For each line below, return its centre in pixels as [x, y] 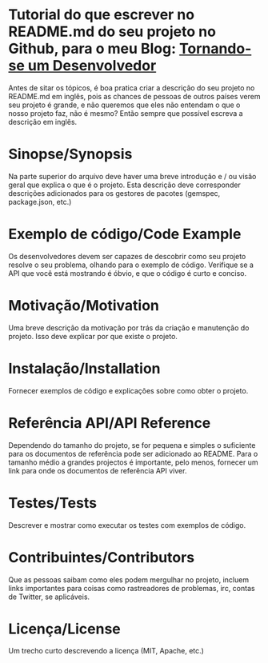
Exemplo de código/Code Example [125, 234]
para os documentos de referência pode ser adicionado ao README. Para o [133, 453]
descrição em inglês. [43, 122]
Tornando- [215, 49]
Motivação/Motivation [84, 306]
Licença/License [65, 629]
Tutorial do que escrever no [101, 15]
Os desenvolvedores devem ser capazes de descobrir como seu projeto [127, 256]
